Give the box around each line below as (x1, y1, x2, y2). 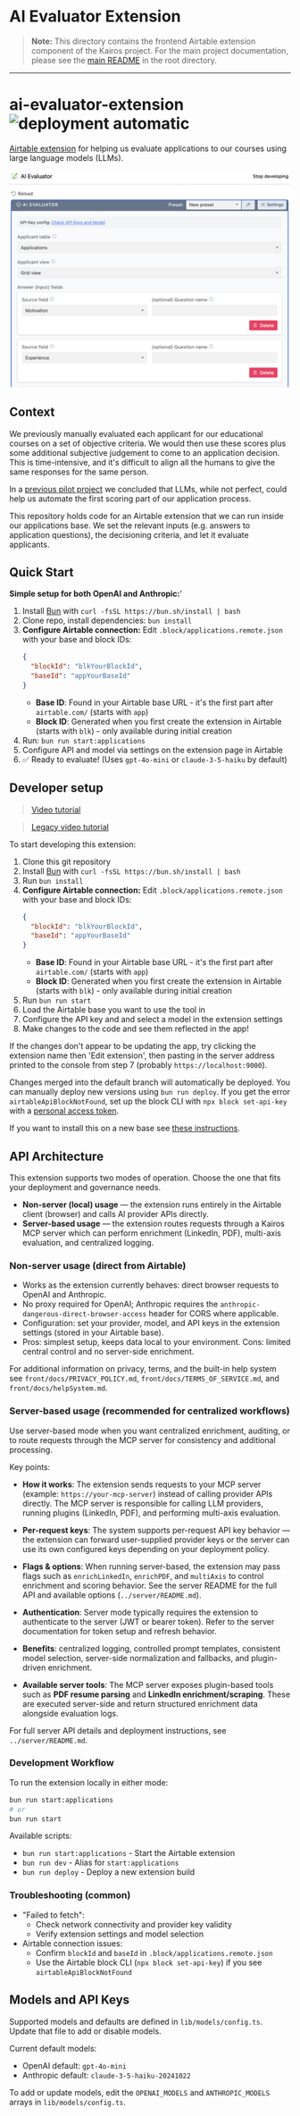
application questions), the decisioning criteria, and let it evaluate (9, 529, 249, 540)
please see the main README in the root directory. (30, 55, 217, 65)
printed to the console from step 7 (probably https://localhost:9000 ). (9, 1060, 268, 1071)
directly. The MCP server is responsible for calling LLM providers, (21, 1498, 263, 1508)
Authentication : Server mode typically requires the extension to (21, 1607, 259, 1617)
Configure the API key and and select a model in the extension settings (21, 1014, 283, 1025)
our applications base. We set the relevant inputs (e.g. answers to (9, 520, 251, 531)
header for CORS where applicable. (148, 1308, 279, 1319)
